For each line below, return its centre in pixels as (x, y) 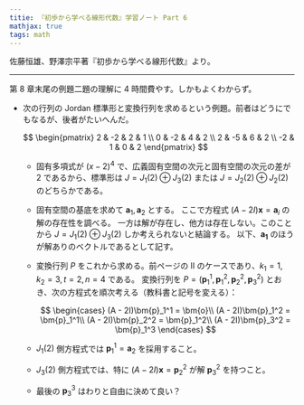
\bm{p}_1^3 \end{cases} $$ (166, 329)
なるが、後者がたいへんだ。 (82, 119)
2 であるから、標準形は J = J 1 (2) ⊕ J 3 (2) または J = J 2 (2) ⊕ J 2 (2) (162, 179)
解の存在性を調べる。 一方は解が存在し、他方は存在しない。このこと (164, 222)
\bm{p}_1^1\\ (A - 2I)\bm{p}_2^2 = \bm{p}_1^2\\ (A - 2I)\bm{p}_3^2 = (166, 320)
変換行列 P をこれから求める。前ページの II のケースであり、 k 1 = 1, (159, 267)
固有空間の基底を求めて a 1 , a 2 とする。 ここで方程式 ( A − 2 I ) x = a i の (163, 211)
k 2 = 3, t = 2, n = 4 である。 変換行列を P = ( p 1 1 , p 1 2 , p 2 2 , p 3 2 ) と (155, 279)
